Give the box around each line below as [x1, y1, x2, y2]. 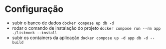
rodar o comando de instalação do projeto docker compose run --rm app [12, 25, 161, 31]
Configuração [5, 3, 64, 15]
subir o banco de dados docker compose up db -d [12, 20, 114, 26]
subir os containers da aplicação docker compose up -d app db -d [12, 35, 148, 41]
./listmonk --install [12, 30, 57, 35]
